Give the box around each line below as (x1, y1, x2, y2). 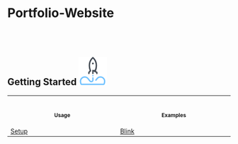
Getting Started (7, 76, 77, 88)
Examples (161, 112, 186, 119)
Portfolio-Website (7, 5, 115, 21)
